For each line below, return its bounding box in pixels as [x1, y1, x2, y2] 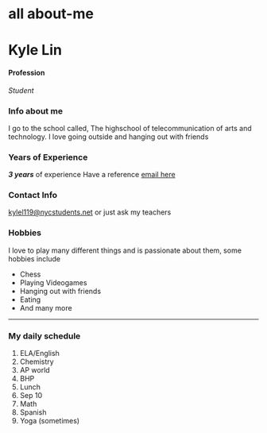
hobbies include [8, 253, 61, 263]
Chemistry [19, 357, 54, 366]
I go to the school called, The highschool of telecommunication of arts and [8, 123, 252, 133]
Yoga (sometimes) [19, 416, 80, 426]
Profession [8, 68, 45, 77]
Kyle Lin [8, 41, 62, 60]
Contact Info [8, 190, 58, 201]
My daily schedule [8, 331, 81, 342]
